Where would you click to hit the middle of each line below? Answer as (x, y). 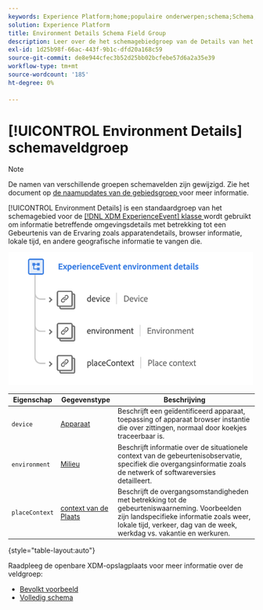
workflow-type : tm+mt (43, 67)
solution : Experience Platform (59, 25)
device (22, 424)
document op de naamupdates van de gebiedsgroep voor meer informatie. (128, 193)
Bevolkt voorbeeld (49, 590)
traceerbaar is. (141, 436)
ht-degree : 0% (31, 82)
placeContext (32, 513)
